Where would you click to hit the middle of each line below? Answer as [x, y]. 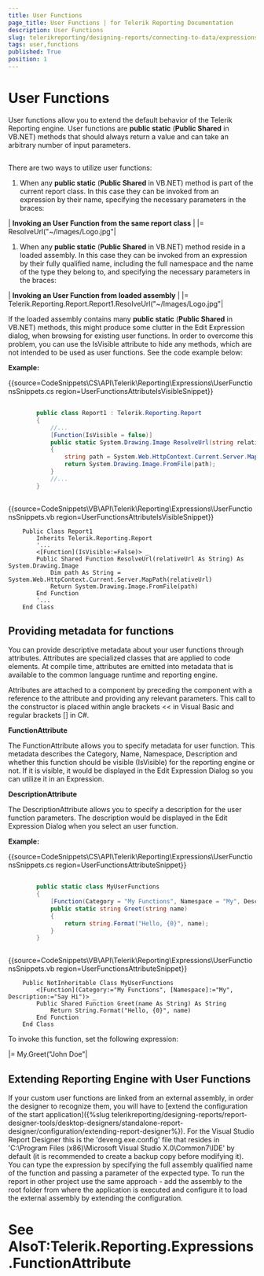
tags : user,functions [44, 45]
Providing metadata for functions [91, 631]
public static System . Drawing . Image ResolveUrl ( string [142, 442]
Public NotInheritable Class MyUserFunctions [98, 984]
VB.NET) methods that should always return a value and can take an [119, 136]
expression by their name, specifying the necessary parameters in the [133, 200]
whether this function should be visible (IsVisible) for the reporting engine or [132, 763]
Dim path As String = [86, 572]
